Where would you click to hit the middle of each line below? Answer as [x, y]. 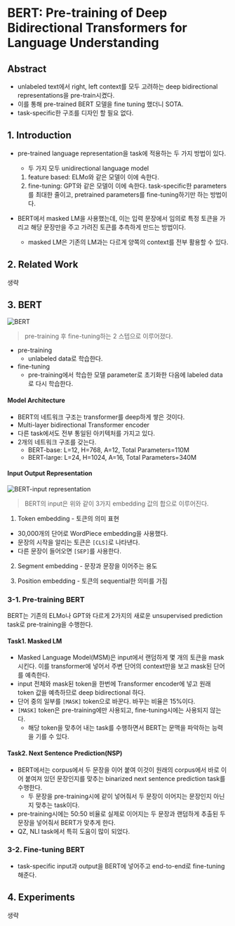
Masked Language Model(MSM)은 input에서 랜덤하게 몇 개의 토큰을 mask [121, 657]
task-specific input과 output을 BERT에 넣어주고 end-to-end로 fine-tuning [121, 866]
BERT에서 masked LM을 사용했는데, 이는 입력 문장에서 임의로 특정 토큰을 [118, 218]
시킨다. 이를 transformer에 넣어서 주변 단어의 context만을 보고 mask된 [115, 667]
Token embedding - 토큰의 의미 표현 [68, 518]
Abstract [27, 69]
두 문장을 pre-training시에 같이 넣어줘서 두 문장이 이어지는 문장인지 [120, 796]
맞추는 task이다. [58, 805]
